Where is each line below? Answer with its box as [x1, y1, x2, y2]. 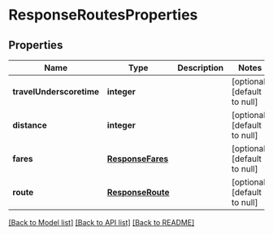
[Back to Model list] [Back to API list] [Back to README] [8, 218, 195, 227]
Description [177, 63, 224, 73]
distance [12, 120, 47, 131]
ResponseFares [106, 153, 169, 164]
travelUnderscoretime [12, 86, 100, 97]
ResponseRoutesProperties [8, 6, 198, 24]
